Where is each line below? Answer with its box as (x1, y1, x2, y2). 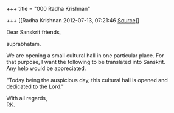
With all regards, (6, 95, 47, 102)
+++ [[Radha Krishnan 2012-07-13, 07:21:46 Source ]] (6, 17, 140, 24)
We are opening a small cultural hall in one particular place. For (6, 52, 164, 59)
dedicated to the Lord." (6, 83, 64, 90)
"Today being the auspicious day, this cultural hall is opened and (6, 77, 169, 83)
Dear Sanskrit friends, (6, 28, 61, 36)
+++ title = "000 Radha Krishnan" (6, 5, 91, 12)
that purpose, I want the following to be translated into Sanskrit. (6, 59, 165, 65)
